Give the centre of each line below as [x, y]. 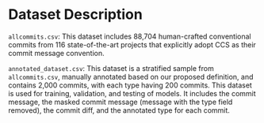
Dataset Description [75, 15]
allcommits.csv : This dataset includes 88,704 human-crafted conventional [130, 36]
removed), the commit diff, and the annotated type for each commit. [119, 110]
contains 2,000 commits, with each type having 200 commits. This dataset [130, 85]
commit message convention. [56, 53]
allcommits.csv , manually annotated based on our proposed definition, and [131, 76]
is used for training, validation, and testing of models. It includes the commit [132, 93]
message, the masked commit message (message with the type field [121, 102]
